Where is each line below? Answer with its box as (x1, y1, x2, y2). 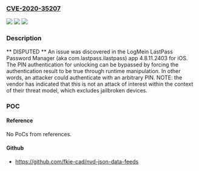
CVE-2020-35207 (6, 4, 61, 13)
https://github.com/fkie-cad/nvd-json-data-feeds (15, 158, 139, 165)
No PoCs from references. (6, 130, 72, 138)
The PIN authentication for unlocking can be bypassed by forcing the (6, 61, 179, 68)
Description (6, 34, 42, 43)
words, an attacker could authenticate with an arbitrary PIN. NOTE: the (6, 74, 183, 81)
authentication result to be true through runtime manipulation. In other (6, 67, 181, 74)
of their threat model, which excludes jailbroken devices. (6, 86, 147, 94)
